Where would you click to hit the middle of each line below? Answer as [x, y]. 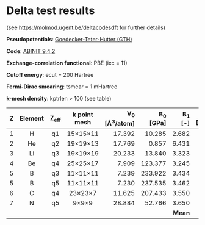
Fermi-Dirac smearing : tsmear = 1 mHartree [62, 87]
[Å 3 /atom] [120, 123]
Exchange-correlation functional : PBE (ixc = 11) [67, 63]
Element [32, 118]
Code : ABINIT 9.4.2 [31, 51]
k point [83, 115]
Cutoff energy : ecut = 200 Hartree [50, 74]
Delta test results [51, 11]
